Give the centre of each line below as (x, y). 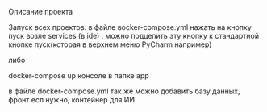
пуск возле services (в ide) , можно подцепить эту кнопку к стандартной (134, 36)
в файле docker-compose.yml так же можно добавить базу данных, (124, 91)
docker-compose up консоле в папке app (79, 75)
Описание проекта (41, 12)
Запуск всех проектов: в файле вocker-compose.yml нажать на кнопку (130, 27)
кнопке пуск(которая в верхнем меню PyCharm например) (110, 44)
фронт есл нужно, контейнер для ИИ (72, 100)
